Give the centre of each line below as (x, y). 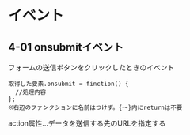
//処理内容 (31, 92)
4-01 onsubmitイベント (66, 47)
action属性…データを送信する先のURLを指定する (87, 123)
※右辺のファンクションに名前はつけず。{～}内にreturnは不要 (95, 107)
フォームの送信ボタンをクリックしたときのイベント (91, 67)
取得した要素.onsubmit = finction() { (68, 84)
